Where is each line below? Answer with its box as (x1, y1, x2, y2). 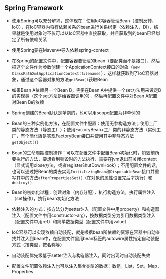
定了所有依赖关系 (11, 36, 47, 42)
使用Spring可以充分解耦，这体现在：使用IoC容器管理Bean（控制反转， (11, 17, 156, 24)
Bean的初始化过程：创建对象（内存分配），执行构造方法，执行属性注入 (11, 189, 156, 195)
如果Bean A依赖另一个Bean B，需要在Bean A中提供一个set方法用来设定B (11, 87, 161, 93)
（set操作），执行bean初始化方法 (11, 195, 79, 201)
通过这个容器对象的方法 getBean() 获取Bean (20, 76, 108, 82)
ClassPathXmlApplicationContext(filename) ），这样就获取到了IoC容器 (11, 70, 154, 76)
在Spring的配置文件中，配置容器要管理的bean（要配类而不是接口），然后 (11, 57, 160, 64)
